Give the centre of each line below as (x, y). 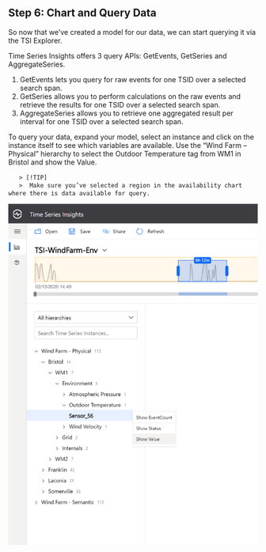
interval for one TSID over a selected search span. (101, 121)
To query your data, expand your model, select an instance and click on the (131, 137)
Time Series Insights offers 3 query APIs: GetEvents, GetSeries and (118, 55)
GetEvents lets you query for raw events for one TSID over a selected (133, 79)
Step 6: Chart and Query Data (82, 13)
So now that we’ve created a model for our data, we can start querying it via (132, 32)
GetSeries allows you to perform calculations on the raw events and (130, 96)
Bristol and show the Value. (53, 162)
